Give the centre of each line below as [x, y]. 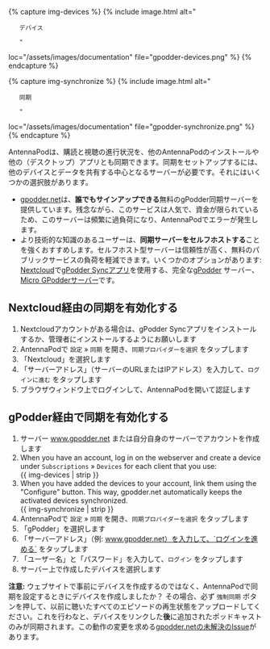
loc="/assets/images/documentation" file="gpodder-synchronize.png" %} [132, 127]
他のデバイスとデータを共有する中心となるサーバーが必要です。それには [128, 172]
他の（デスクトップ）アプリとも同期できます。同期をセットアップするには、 [135, 162]
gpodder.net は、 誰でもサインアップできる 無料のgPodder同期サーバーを [139, 199]
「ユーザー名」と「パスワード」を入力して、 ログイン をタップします [131, 559]
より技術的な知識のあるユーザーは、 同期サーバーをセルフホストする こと [140, 240]
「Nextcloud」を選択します [65, 359]
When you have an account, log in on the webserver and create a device [140, 457]
